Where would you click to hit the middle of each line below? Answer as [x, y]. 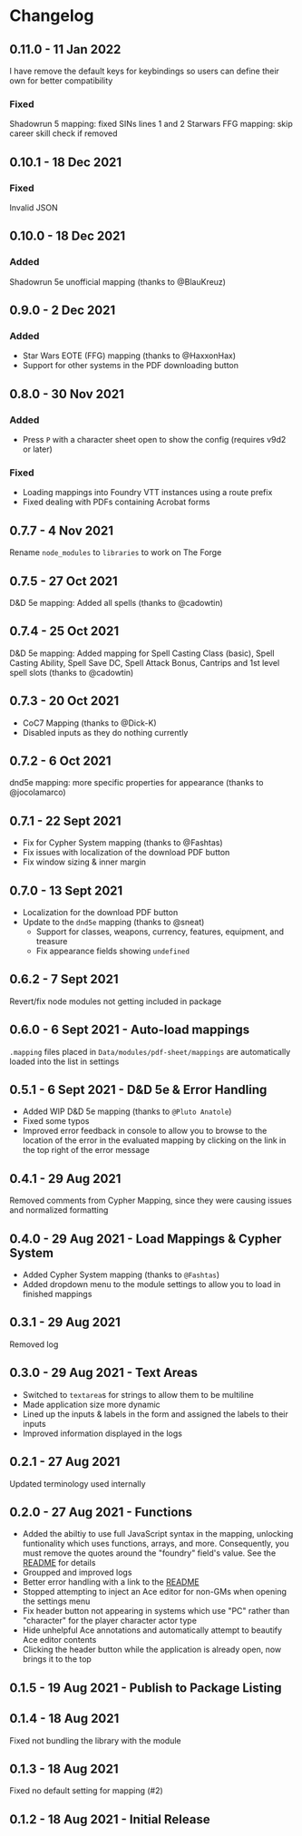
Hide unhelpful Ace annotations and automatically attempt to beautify [152, 1630]
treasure [52, 942]
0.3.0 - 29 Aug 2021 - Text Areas [103, 1373]
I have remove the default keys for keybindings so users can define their [144, 71]
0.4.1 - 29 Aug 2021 [65, 1179]
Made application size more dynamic [91, 1404]
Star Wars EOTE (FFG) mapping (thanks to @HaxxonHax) [129, 356]
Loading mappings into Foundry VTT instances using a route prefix [147, 493]
